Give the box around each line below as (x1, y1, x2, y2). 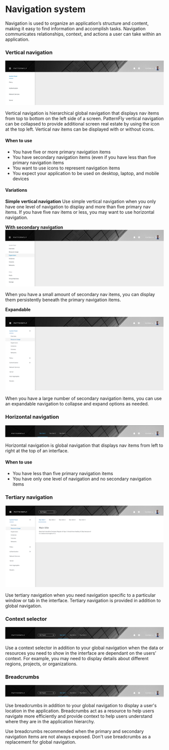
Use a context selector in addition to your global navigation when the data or (5, 645, 164, 651)
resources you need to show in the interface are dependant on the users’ (5, 650, 156, 656)
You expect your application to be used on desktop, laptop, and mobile (12, 170, 159, 176)
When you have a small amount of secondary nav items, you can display (5, 292, 155, 298)
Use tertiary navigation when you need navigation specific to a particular (5, 592, 156, 598)
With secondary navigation (5, 224, 63, 230)
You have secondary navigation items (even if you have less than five (12, 154, 156, 160)
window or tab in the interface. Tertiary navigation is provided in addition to (5, 597, 161, 603)
